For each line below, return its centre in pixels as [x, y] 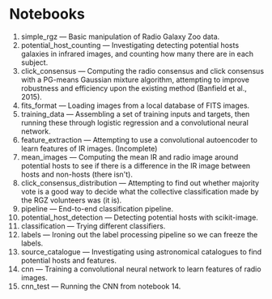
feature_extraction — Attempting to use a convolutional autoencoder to [139, 139]
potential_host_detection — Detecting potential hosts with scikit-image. [139, 217]
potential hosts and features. [68, 260]
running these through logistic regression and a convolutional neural [135, 122]
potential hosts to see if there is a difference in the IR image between [136, 165]
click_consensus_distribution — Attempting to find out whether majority [140, 182]
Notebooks [47, 14]
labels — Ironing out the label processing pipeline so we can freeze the [139, 234]
